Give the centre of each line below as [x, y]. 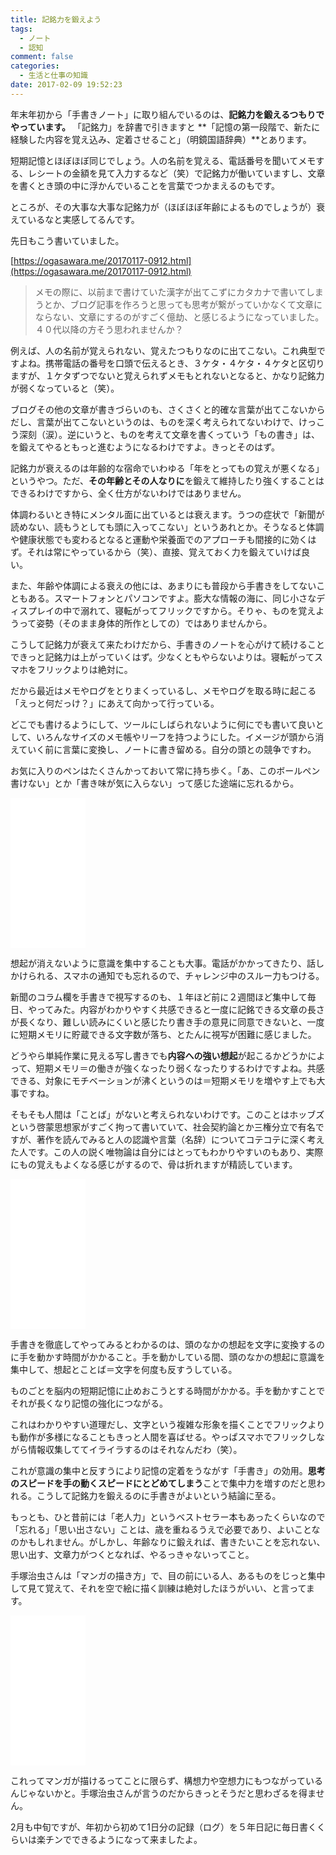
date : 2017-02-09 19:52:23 [66, 85]
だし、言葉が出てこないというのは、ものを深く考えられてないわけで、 [155, 422]
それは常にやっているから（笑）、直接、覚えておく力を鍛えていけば [164, 552]
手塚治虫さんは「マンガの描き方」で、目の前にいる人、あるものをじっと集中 [168, 1575]
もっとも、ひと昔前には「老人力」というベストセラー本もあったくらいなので [168, 1517]
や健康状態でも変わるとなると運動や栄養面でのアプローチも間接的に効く [159, 539]
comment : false [42, 57]
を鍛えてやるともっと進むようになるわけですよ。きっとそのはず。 [145, 447]
